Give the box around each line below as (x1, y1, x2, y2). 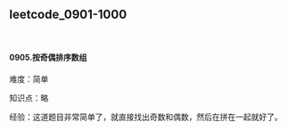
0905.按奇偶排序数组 (9, 53, 87, 63)
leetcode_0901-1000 (9, 7, 127, 22)
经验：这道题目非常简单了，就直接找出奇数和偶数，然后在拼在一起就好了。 (9, 111, 283, 123)
